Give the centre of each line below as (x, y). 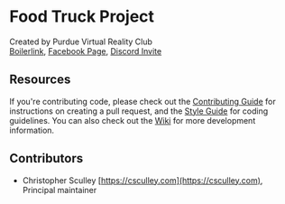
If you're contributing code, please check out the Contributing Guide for (143, 101)
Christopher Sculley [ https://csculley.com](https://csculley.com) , (142, 180)
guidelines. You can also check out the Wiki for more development (133, 120)
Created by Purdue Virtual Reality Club (81, 42)
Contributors (46, 158)
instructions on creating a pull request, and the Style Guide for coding (139, 111)
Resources (40, 80)
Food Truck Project (82, 17)
